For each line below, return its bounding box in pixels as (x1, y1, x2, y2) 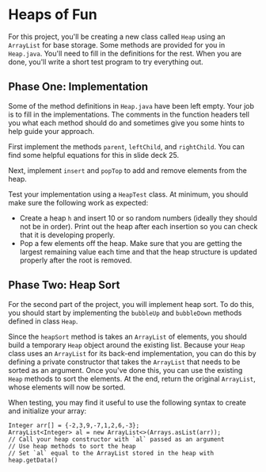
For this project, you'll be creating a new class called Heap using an (8, 32, 226, 41)
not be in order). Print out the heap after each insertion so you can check (19, 221, 258, 231)
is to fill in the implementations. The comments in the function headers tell (8, 109, 249, 119)
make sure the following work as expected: (8, 198, 149, 207)
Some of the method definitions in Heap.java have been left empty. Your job (8, 101, 255, 110)
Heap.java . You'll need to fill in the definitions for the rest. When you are (8, 48, 242, 58)
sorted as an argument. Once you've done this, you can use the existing (8, 365, 243, 374)
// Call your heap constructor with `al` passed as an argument (8, 435, 225, 443)
